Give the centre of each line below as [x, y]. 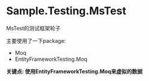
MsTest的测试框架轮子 [34, 28]
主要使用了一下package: [36, 40]
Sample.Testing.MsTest [66, 11]
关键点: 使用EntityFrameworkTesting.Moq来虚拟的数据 [74, 71]
